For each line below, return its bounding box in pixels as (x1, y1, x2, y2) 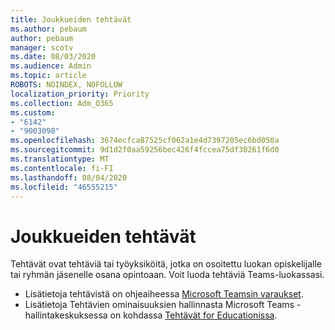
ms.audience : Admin (10, 61, 92, 71)
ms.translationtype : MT (10, 154, 110, 164)
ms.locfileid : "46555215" (10, 182, 118, 192)
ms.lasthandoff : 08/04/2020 (10, 172, 128, 183)
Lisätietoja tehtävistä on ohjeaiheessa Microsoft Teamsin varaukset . (24, 288, 304, 300)
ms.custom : (10, 107, 56, 118)
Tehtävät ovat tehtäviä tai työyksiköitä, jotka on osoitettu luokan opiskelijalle (10, 258, 322, 270)
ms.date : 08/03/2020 (10, 52, 97, 62)
